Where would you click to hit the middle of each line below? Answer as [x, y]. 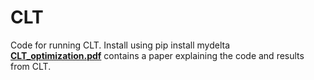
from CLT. [31, 66]
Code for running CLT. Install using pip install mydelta [120, 45]
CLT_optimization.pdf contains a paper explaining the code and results [157, 55]
